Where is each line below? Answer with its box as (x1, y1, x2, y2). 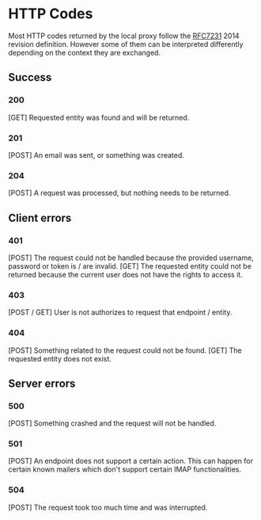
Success (8, 71, 52, 84)
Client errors (8, 211, 72, 224)
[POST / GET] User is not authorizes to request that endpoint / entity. (8, 308, 233, 317)
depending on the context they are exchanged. (8, 48, 161, 57)
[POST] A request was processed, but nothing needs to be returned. (8, 188, 231, 198)
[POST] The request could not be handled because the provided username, (8, 253, 255, 262)
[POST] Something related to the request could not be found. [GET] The (8, 346, 243, 355)
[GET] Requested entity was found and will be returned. (8, 113, 190, 122)
